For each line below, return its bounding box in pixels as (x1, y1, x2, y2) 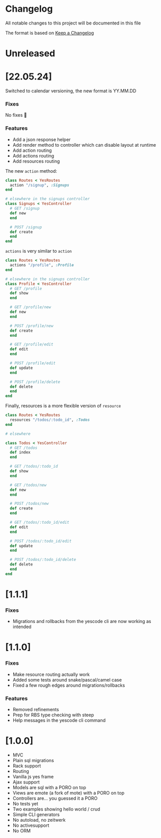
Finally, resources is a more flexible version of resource (5, 403, 121, 409)
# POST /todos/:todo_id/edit (10, 538, 72, 544)
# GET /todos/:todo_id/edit (10, 520, 70, 525)
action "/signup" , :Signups (10, 182, 70, 187)
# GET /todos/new (10, 482, 47, 488)
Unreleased (5, 48, 56, 59)
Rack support (12, 763, 41, 769)
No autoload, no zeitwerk (12, 817, 66, 823)
